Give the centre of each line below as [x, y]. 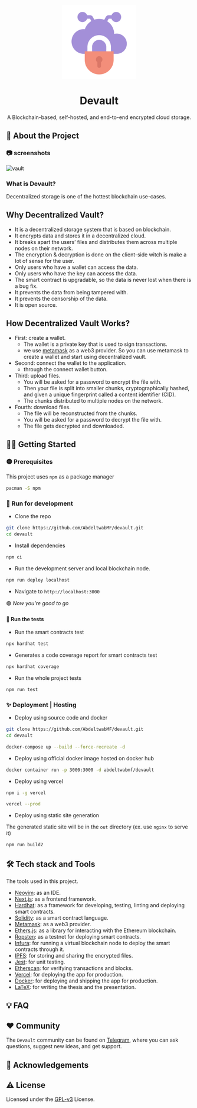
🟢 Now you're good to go [37, 603]
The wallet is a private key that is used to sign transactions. [95, 344]
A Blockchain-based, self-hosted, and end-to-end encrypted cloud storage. [99, 117]
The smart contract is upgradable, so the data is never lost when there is [103, 280]
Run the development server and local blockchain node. [82, 569]
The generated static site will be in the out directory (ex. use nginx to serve [97, 827]
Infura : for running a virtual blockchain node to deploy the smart [92, 943]
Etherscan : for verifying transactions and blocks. [74, 968]
